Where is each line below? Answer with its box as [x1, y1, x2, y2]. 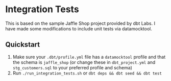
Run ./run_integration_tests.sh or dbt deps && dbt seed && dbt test [12, 70, 162, 76]
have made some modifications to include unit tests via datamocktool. [5, 25, 152, 31]
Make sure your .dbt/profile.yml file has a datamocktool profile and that [12, 54, 166, 60]
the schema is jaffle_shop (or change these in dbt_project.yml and [12, 59, 156, 65]
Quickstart [5, 40, 40, 49]
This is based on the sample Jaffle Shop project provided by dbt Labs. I [5, 20, 156, 26]
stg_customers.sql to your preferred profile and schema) [12, 64, 133, 70]
